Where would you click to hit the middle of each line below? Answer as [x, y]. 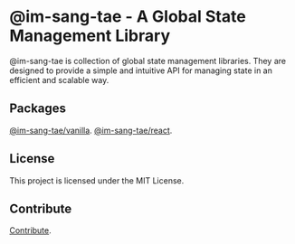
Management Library [90, 36]
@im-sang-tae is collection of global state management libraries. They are [148, 61]
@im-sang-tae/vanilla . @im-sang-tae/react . [91, 130]
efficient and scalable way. [59, 80]
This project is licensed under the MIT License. [97, 180]
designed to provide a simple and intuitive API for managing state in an [141, 70]
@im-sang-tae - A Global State [128, 17]
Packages [38, 109]
